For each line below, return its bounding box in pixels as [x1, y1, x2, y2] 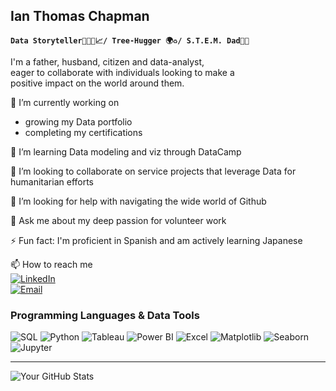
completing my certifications [24, 126, 143, 138]
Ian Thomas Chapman [10, 8, 150, 25]
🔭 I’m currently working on [10, 96, 120, 108]
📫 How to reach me [10, 258, 93, 270]
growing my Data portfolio [24, 115, 133, 128]
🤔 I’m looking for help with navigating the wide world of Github [10, 195, 267, 207]
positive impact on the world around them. [10, 77, 185, 89]
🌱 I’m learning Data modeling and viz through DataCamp [10, 145, 242, 158]
